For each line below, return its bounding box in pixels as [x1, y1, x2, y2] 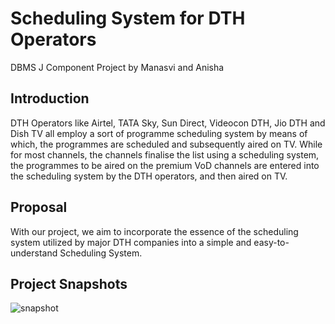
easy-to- [253, 236, 290, 248]
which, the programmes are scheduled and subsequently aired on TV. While [10, 138, 323, 150]
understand [10, 247, 58, 259]
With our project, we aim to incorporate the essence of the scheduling [10, 225, 299, 237]
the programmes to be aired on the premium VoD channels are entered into [10, 159, 320, 171]
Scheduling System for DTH [10, 7, 246, 30]
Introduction [10, 90, 90, 107]
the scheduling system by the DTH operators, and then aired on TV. [10, 170, 288, 182]
